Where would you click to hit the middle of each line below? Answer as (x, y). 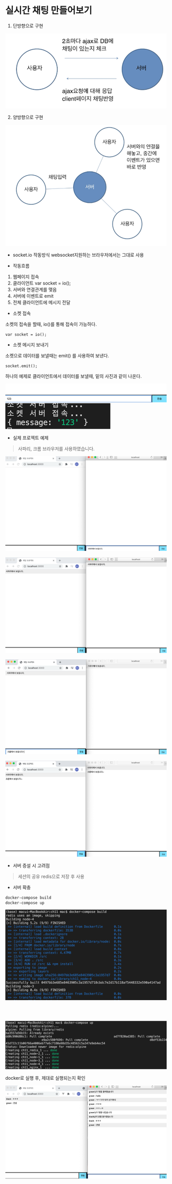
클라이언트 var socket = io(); (42, 283)
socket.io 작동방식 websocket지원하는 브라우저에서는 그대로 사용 (78, 255)
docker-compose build (28, 897)
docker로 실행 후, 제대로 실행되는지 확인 (45, 1078)
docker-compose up (25, 903)
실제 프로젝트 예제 (30, 437)
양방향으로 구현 (28, 117)
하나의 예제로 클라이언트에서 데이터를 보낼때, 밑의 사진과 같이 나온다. (73, 376)
